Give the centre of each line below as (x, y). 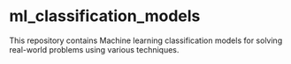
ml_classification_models (105, 16)
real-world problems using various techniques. (94, 49)
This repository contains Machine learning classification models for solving (146, 40)
